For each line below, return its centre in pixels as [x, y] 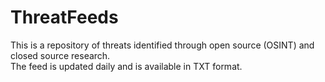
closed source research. [60, 55]
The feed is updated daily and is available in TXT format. [126, 66]
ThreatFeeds [64, 17]
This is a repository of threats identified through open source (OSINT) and [162, 45]
